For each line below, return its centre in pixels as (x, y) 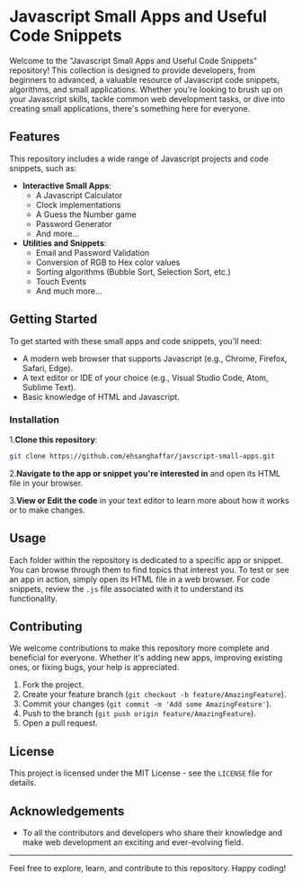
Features (35, 137)
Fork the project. (53, 685)
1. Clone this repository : (53, 440)
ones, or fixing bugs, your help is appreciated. (94, 668)
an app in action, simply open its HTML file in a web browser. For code (140, 579)
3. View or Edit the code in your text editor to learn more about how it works (149, 500)
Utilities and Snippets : (64, 243)
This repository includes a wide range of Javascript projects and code (139, 159)
